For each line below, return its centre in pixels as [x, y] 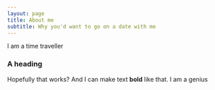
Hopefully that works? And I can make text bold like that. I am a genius [107, 79]
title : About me [30, 20]
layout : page [26, 13]
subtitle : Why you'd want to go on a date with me [82, 26]
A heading [25, 64]
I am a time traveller [35, 46]
